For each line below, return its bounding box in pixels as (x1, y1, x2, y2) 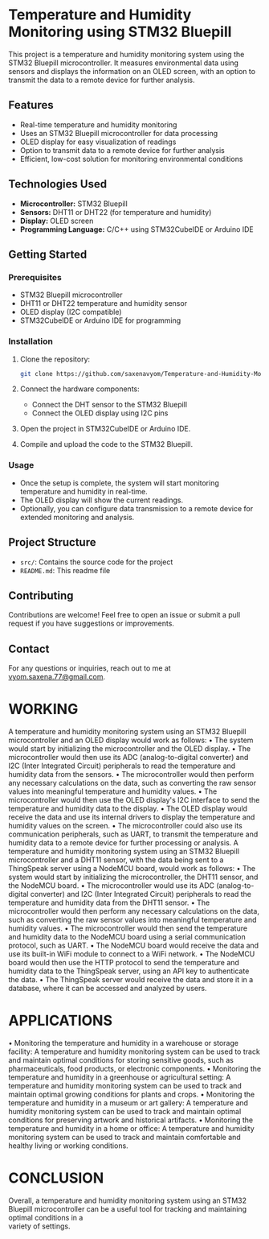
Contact (8, 642, 50, 655)
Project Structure (8, 535, 96, 549)
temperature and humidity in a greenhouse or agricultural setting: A (8, 1072, 231, 1082)
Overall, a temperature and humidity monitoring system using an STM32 (8, 1196, 247, 1205)
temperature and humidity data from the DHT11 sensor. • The (8, 898, 210, 907)
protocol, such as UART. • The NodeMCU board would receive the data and (8, 940, 259, 951)
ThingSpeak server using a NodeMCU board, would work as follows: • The (8, 864, 255, 873)
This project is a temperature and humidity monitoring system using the (8, 49, 245, 59)
